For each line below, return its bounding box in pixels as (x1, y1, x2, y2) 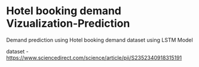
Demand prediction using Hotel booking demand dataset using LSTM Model (6, 36, 193, 43)
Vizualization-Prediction (6, 17, 130, 30)
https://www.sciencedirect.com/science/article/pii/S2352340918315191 (6, 54, 182, 61)
